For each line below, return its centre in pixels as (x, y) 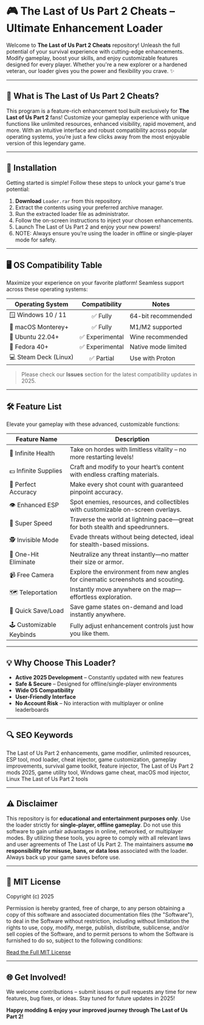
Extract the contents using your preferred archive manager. (89, 207)
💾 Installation (32, 168)
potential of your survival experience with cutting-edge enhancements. (95, 51)
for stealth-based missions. (109, 544)
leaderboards (32, 710)
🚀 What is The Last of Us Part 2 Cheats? (83, 96)
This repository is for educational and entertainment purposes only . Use (99, 818)
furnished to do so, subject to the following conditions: (74, 940)
